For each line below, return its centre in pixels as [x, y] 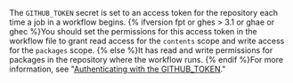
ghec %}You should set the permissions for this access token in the [133, 31]
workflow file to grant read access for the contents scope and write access [147, 41]
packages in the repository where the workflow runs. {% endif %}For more [146, 60]
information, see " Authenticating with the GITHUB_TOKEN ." [118, 69]
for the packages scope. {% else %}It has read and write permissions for [141, 50]
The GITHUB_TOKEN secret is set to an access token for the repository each [144, 13]
